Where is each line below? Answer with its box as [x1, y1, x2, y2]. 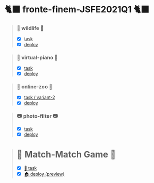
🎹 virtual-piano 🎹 [16, 54, 58, 61]
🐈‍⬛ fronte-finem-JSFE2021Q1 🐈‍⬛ [4, 4, 150, 15]
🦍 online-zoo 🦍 [16, 83, 53, 90]
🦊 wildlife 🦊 [16, 25, 44, 32]
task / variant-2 [24, 94, 55, 101]
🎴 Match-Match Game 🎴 [16, 149, 116, 160]
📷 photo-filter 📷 [16, 113, 58, 120]
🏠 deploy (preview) [24, 171, 65, 177]
